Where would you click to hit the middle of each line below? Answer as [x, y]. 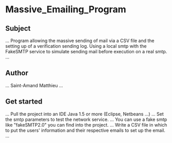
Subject [18, 28]
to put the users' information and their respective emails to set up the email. [85, 130]
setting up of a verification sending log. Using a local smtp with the [76, 46]
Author [17, 73]
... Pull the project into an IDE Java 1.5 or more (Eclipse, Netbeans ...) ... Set [85, 114]
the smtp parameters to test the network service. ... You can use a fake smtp [86, 119]
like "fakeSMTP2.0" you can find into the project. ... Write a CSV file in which [86, 125]
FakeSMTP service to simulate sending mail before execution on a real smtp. [86, 52]
